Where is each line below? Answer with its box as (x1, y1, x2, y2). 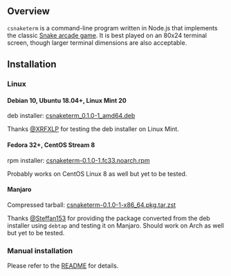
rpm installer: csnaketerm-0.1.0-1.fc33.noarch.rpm (7, 156, 150, 164)
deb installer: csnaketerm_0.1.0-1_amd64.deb (7, 112, 136, 120)
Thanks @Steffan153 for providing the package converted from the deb (7, 214, 211, 222)
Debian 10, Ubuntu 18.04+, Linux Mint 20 (7, 96, 127, 104)
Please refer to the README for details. (7, 262, 119, 270)
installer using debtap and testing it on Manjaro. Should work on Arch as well (7, 221, 225, 230)
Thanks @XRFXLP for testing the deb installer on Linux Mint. (7, 125, 180, 133)
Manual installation (7, 246, 73, 255)
